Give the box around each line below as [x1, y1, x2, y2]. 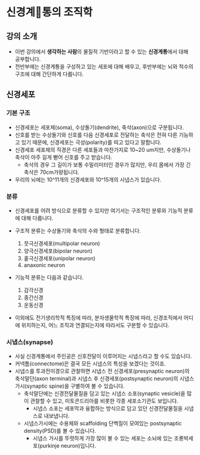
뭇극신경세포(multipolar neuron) [23, 239, 100, 247]
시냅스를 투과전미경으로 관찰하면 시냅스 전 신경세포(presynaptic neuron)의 [14, 368, 190, 375]
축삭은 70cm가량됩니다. [23, 168, 79, 176]
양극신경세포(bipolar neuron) [23, 247, 93, 254]
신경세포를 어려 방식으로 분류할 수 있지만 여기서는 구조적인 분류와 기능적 [14, 207, 183, 214]
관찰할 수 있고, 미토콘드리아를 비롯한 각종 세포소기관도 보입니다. [30, 398, 179, 405]
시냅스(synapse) [6, 338, 54, 346]
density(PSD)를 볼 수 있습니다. [23, 428, 97, 435]
